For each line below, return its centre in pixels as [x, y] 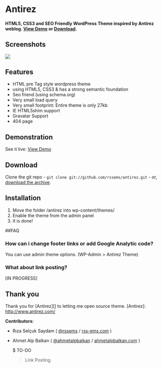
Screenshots [25, 44]
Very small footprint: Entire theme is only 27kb [60, 105]
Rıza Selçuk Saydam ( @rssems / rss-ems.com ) [62, 331]
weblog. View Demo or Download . [41, 29]
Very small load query [35, 100]
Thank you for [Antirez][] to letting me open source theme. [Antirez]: [75, 306]
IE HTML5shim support [36, 111]
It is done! [23, 221]
